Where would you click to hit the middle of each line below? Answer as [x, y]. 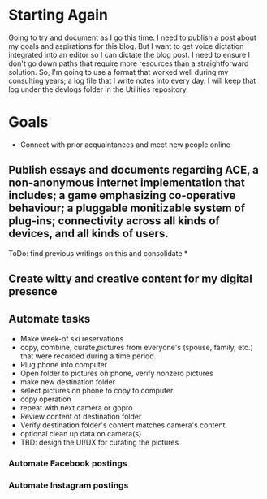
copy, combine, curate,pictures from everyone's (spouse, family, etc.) [136, 347]
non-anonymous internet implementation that [127, 183]
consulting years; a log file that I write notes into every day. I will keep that [132, 80]
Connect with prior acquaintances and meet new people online [125, 145]
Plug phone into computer [64, 364]
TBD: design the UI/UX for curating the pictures [99, 442]
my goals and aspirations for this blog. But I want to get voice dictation [126, 46]
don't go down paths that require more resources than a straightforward [129, 63]
